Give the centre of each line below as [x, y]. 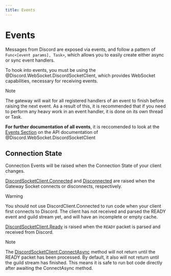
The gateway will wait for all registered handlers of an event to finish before [85, 100]
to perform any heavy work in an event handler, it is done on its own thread [84, 111]
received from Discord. [29, 232]
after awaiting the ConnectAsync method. [49, 268]
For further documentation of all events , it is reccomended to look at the [82, 127]
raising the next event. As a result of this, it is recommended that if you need [86, 106]
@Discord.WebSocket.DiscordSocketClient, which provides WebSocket [80, 75]
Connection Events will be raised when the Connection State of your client [83, 165]
